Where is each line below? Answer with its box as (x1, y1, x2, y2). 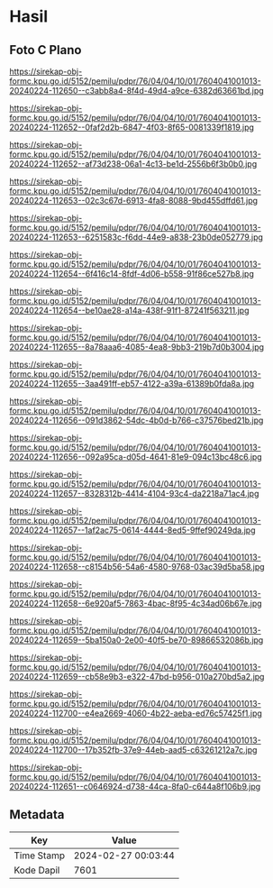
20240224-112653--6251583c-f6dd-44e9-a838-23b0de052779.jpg (9, 232, 264, 243)
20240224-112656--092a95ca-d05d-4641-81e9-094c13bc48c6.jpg (9, 452, 263, 462)
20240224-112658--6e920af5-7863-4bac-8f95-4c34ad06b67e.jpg (9, 598, 263, 609)
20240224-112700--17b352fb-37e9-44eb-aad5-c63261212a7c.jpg (9, 745, 258, 755)
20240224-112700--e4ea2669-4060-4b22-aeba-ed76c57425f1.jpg (9, 708, 263, 719)
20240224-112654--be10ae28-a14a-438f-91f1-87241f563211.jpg (9, 305, 250, 316)
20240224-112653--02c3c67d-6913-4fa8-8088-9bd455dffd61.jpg (9, 196, 259, 206)
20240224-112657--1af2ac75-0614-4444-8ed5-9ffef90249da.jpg (9, 525, 256, 536)
